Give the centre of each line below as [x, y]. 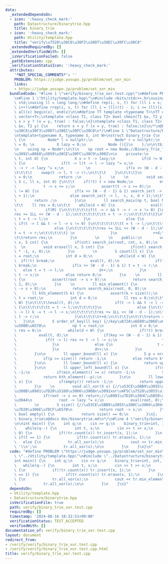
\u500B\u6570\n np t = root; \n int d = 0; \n [86, 326]
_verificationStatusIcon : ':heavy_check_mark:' [60, 65]
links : [21, 84]
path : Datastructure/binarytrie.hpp [52, 24]
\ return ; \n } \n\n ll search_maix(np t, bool [87, 200]
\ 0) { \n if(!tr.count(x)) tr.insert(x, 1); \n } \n [88, 433]
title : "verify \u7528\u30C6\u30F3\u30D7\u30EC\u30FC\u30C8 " [78, 42]
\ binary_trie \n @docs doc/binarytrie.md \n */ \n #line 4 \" [75, 419]
